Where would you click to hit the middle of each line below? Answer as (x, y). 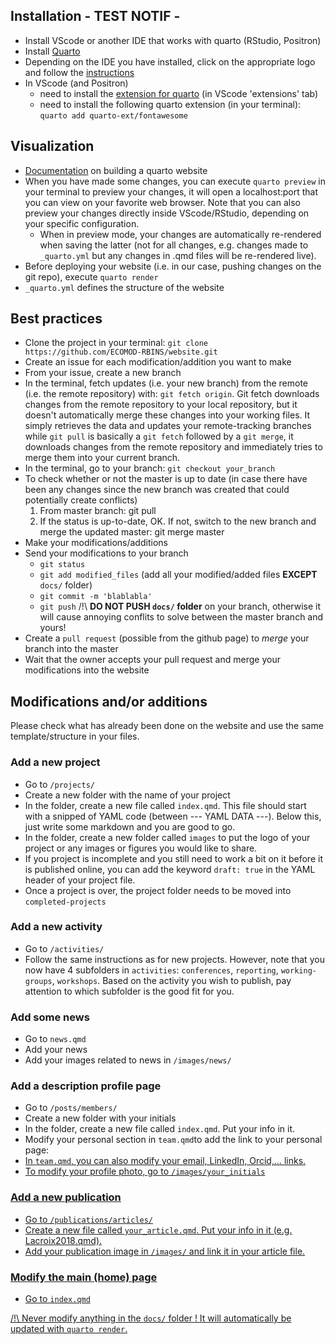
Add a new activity (56, 927)
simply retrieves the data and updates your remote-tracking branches (168, 426)
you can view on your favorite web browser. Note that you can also (162, 202)
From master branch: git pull (98, 511)
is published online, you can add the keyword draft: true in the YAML (170, 869)
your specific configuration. (82, 223)
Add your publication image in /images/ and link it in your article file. (165, 1251)
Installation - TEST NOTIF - (95, 16)
